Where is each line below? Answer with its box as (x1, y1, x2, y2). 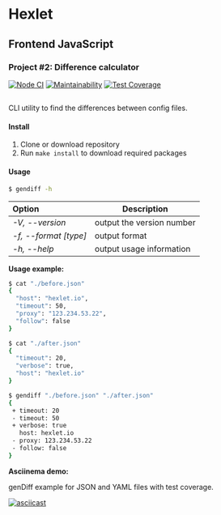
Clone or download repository (19, 139, 120, 150)
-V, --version (12, 216, 66, 228)
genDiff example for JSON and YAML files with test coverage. (8, 482, 215, 492)
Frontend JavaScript (8, 37, 114, 51)
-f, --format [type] (12, 230, 87, 241)
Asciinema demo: (8, 466, 69, 476)
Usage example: (8, 264, 65, 274)
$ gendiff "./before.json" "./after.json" (8, 391, 154, 399)
